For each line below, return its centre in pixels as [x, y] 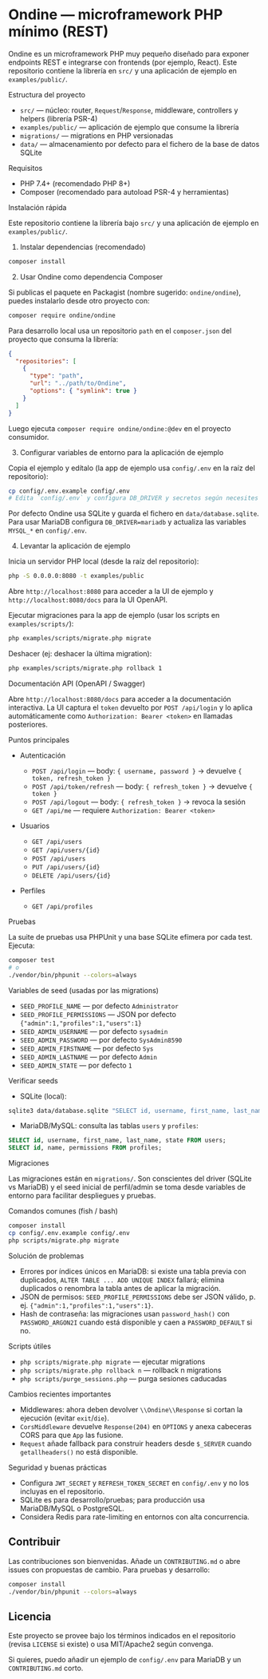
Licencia [30, 1616]
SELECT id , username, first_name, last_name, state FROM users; [117, 1140]
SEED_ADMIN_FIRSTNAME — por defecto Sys [87, 1048]
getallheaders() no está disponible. [79, 1451]
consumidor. [29, 437]
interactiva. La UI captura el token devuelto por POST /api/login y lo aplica [130, 707]
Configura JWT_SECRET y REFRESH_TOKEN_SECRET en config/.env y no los [134, 1483]
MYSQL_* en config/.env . [48, 531]
